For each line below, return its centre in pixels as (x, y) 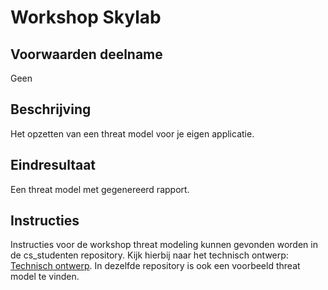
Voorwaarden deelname (86, 54)
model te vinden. (45, 277)
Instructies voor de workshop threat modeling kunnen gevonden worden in (164, 245)
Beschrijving (51, 109)
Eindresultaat (53, 165)
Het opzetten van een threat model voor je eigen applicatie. (132, 133)
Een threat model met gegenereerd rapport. (100, 189)
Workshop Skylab (86, 17)
